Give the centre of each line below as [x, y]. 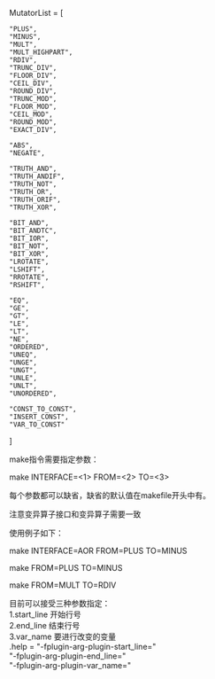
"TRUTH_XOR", [33, 207]
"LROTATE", [29, 261]
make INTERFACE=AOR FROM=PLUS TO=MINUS [98, 550]
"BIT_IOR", [29, 238]
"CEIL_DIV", [31, 83]
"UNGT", [23, 371]
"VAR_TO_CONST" [37, 425]
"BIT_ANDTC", [33, 230]
